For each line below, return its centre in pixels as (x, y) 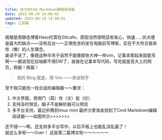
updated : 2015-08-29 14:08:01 (35, 18)
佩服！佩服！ (26, 68)
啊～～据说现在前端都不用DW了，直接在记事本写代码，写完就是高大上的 (76, 61)
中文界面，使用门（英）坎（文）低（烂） (52, 98)
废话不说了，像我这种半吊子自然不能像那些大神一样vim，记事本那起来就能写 (80, 56)
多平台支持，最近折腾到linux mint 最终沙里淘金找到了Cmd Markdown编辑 (84, 110)
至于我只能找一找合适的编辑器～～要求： (45, 88)
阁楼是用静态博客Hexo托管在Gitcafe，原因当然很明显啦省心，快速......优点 (78, 37)
